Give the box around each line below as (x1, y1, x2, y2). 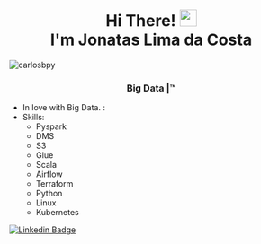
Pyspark (35, 121, 67, 132)
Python (35, 188, 63, 199)
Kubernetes (35, 207, 79, 218)
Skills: (22, 112, 45, 123)
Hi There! (105, 11, 177, 31)
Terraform (35, 179, 74, 189)
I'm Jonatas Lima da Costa (49, 30, 253, 50)
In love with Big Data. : (22, 102, 106, 113)
